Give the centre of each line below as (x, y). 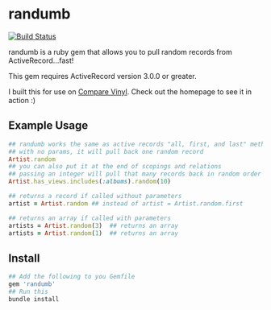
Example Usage (48, 126)
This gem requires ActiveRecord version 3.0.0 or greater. (103, 76)
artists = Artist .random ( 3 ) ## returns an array (94, 225)
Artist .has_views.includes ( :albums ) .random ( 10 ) (90, 182)
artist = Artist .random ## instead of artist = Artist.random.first (126, 203)
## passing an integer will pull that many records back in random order (135, 174)
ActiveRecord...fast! (41, 60)
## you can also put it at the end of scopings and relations (115, 167)
